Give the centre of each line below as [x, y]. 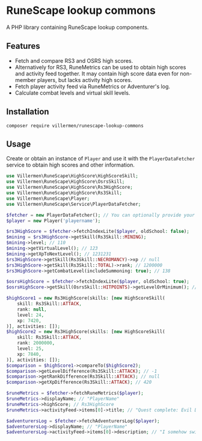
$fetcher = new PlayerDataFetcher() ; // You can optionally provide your [101, 215]
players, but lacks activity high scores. [84, 80]
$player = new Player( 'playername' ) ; [54, 221]
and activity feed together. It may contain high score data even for [97, 74]
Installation [28, 112]
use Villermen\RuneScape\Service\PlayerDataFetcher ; [74, 204]
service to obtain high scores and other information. [71, 165]
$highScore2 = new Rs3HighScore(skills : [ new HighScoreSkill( [86, 332]
